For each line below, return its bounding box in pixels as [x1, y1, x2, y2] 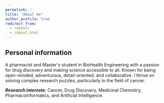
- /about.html [9, 30, 39, 35]
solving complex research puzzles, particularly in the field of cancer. [5, 77, 146, 83]
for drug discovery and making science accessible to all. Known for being [5, 67, 156, 73]
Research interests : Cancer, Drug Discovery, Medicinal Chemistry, [5, 87, 142, 93]
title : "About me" [5, 12, 43, 17]
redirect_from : [5, 21, 37, 26]
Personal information [5, 49, 72, 57]
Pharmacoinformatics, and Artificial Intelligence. [5, 92, 103, 98]
